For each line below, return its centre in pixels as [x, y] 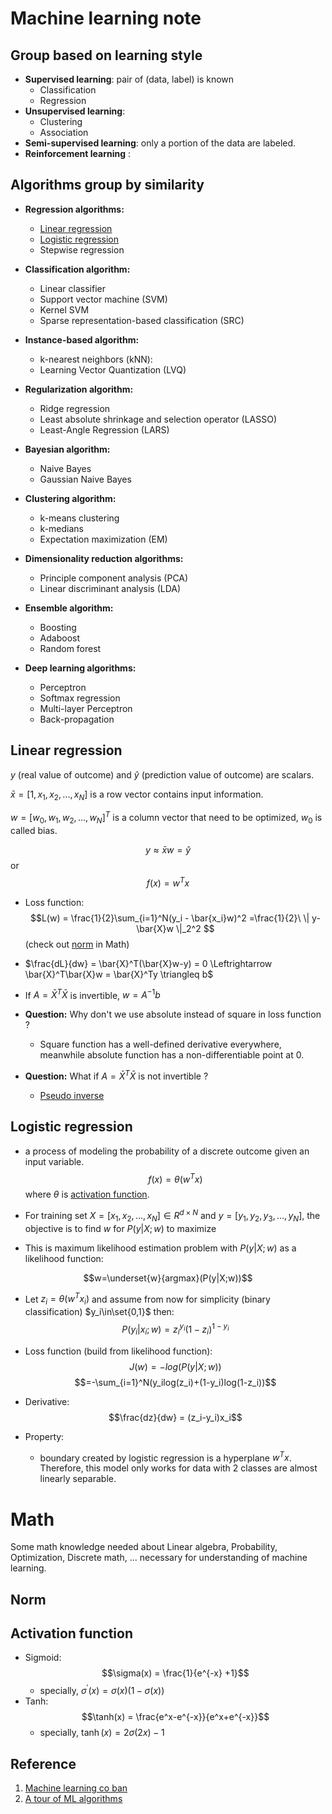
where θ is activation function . [87, 1194]
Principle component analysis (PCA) [114, 578]
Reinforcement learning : [77, 153]
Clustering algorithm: [70, 498]
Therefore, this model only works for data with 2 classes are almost [178, 1468]
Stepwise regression [82, 249]
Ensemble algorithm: [69, 608]
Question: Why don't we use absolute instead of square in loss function [173, 1014]
